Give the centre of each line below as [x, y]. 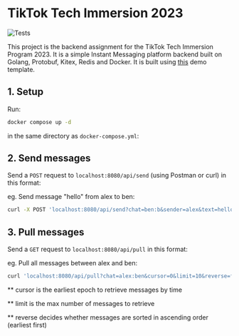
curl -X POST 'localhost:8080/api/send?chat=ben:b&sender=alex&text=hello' [122, 210]
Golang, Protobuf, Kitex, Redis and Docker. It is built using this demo [107, 61]
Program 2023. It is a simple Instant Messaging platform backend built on [115, 54]
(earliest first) [27, 325]
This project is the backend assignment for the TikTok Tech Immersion [110, 46]
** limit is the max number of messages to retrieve [81, 304]
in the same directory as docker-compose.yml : [73, 136]
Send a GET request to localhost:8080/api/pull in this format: [98, 249]
